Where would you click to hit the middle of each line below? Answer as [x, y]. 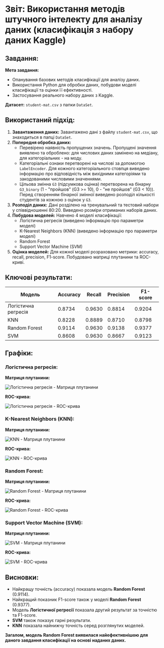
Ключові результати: [39, 278]
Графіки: [19, 353]
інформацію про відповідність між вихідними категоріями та [83, 174]
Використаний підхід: [40, 120]
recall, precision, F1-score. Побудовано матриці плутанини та [75, 257]
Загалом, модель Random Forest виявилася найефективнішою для [77, 635]
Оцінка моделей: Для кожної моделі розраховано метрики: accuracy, [85, 251]
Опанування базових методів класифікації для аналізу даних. [76, 80]
